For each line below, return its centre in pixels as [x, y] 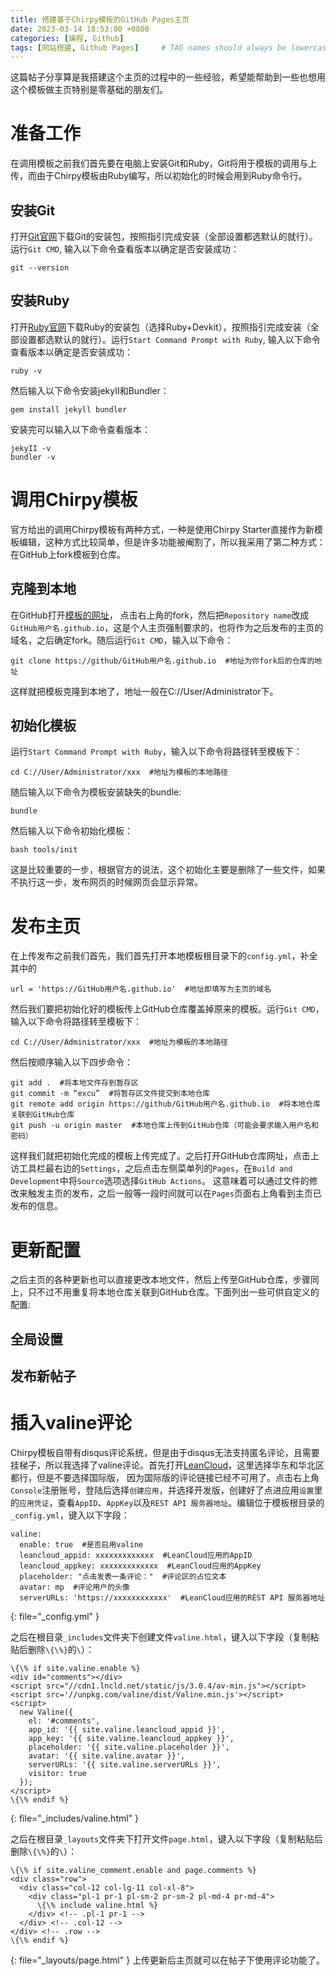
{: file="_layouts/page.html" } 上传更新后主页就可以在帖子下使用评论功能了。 [168, 1960]
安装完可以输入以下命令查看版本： [80, 429]
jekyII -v [31, 448]
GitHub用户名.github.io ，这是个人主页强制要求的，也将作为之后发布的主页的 [167, 627]
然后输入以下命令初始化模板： [71, 831]
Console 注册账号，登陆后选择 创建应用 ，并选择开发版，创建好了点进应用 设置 [162, 1490]
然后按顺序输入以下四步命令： [71, 1062]
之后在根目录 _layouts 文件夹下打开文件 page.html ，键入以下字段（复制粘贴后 [166, 1838]
